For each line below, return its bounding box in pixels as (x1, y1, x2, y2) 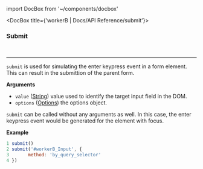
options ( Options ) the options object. (14, 99, 108, 106)
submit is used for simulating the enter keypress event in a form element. (6, 63, 187, 70)
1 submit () (6, 141, 34, 147)
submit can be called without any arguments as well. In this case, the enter (6, 111, 192, 118)
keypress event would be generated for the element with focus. (6, 117, 164, 124)
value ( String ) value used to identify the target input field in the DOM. (14, 93, 187, 100)
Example (6, 129, 29, 136)
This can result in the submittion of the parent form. (6, 69, 135, 77)
